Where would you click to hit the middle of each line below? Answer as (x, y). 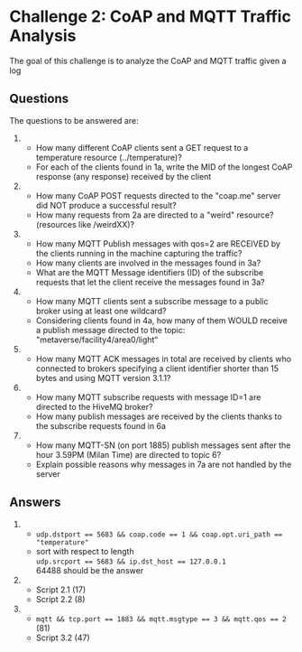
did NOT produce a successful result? (106, 205)
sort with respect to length (85, 551)
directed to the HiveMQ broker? (94, 406)
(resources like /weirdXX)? (85, 224)
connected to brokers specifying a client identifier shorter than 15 (157, 368)
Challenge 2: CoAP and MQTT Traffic (150, 17)
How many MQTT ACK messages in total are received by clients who (163, 359)
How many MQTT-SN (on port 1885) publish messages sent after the (163, 445)
